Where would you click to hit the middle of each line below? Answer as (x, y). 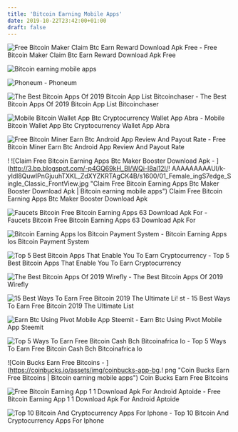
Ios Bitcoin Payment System (48, 242)
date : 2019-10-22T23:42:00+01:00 (57, 21)
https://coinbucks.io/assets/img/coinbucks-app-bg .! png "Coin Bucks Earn (120, 370)
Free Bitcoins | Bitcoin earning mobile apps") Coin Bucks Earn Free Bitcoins (118, 378)
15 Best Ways (211, 298)
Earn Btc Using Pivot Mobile (181, 320)
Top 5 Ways (209, 341)
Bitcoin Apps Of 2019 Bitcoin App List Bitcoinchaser (83, 104)
